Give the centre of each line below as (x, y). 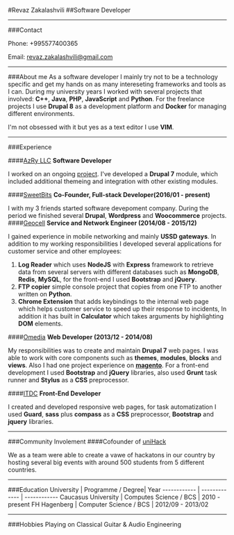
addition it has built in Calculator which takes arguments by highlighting (121, 316)
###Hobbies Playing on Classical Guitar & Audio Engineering (94, 524)
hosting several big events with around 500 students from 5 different (106, 462)
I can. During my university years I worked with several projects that (105, 92)
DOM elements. (40, 323)
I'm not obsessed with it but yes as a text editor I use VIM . (91, 127)
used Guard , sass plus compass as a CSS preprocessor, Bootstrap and (111, 414)
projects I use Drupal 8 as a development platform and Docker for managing (117, 106)
